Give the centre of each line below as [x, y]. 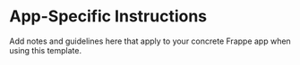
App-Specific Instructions [108, 16]
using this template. [46, 50]
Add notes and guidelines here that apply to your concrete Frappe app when [150, 41]
